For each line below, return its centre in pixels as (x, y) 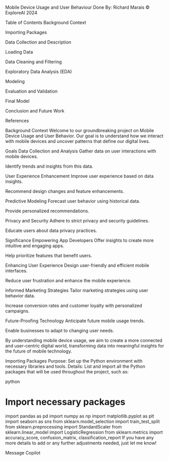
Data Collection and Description (38, 42)
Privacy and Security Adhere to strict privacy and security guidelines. (77, 221)
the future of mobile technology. (39, 351)
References (17, 121)
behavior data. (20, 296)
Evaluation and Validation (32, 91)
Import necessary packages (65, 402)
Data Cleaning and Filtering (34, 62)
